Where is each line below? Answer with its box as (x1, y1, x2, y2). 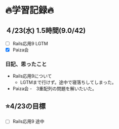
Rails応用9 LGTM (12, 41, 48, 46)
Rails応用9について (12, 73, 52, 79)
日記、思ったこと (5, 61, 47, 68)
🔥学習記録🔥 (5, 5, 54, 16)
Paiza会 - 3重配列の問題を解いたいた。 (12, 86, 97, 92)
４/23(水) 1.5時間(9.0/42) (5, 26, 86, 35)
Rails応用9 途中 (12, 118, 45, 124)
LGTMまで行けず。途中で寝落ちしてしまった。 (20, 79, 116, 86)
